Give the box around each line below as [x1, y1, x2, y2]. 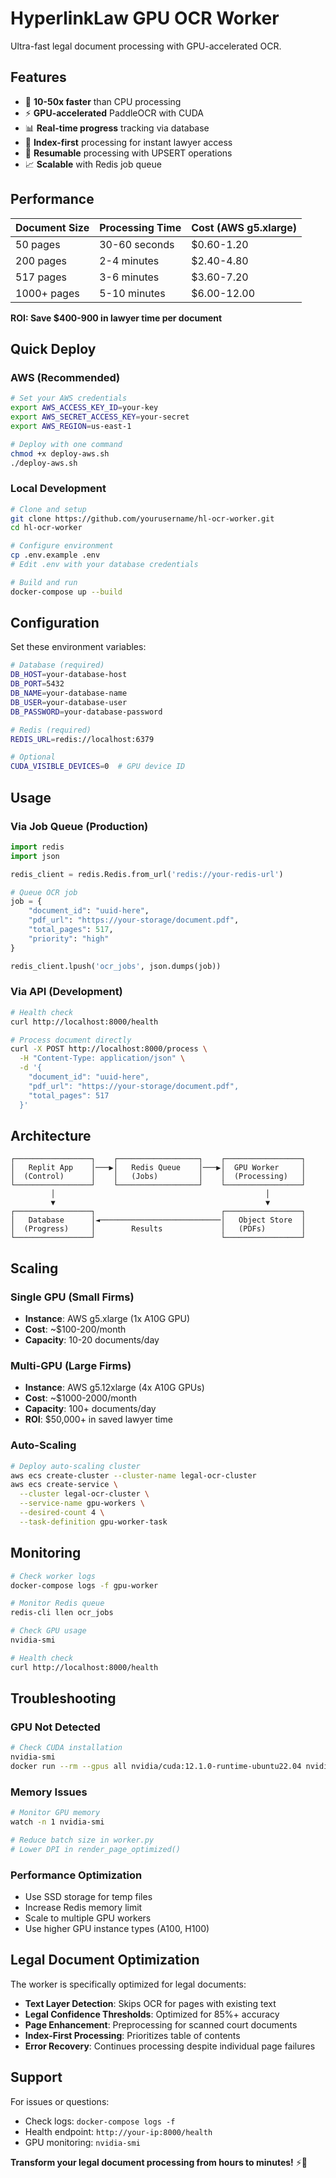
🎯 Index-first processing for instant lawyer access [24, 136, 233, 148]
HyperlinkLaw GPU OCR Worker [10, 7, 280, 30]
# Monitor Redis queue [10, 1598, 105, 1609]
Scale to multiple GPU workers [24, 1912, 152, 1924]
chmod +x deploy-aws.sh [10, 448, 110, 459]
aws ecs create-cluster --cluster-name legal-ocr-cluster [10, 1470, 257, 1481]
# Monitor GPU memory [10, 1808, 101, 1818]
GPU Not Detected [10, 1720, 101, 1734]
